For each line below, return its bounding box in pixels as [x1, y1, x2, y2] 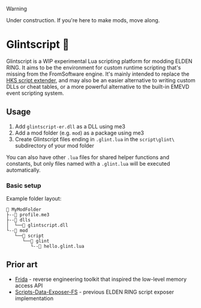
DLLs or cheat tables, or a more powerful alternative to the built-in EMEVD [6, 83, 190, 90]
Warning [6, 5, 27, 12]
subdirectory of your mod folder [14, 142, 95, 149]
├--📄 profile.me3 [6, 212, 50, 218]
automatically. [6, 166, 41, 174]
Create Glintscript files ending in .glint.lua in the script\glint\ [14, 135, 175, 143]
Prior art [6, 259, 38, 270]
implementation [14, 294, 54, 302]
